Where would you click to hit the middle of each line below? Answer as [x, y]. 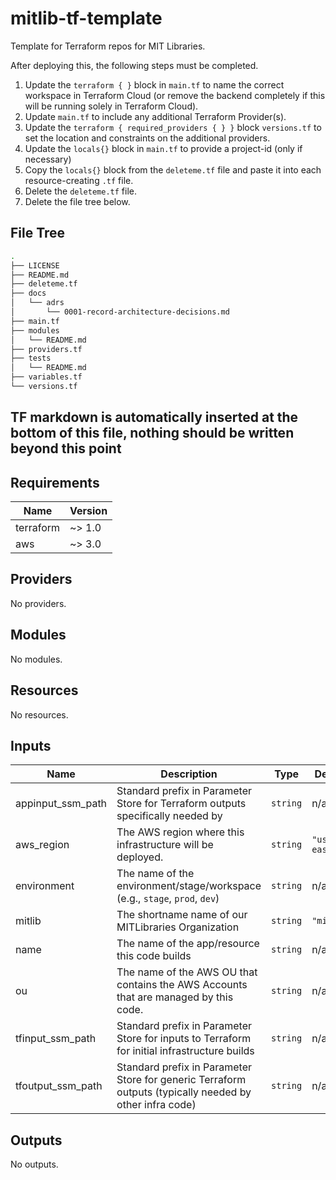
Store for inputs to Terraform [184, 1039]
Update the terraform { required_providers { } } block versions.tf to [173, 127]
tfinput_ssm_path [56, 1039]
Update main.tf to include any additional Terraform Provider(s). [155, 116]
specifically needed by [169, 816]
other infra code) [156, 1105]
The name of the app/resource [188, 944]
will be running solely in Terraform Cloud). [111, 106]
